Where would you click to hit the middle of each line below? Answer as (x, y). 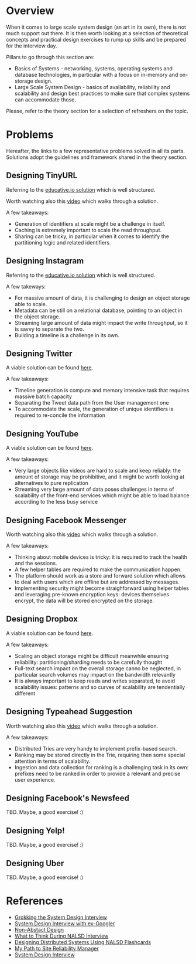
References (35, 901)
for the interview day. (32, 46)
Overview (30, 11)
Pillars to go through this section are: (50, 57)
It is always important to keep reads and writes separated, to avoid (95, 681)
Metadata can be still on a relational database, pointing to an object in (98, 310)
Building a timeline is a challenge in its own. (67, 335)
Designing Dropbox (42, 619)
